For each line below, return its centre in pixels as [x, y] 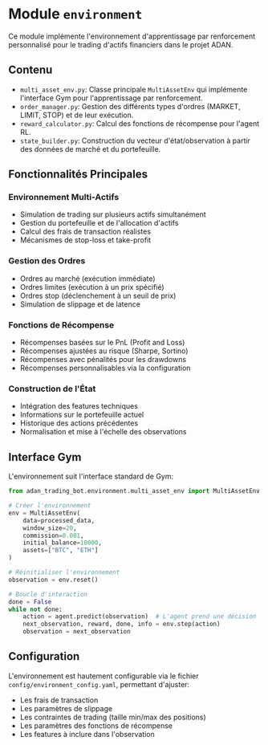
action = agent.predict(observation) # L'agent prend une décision [140, 617]
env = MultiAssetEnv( [45, 513]
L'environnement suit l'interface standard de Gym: [91, 476]
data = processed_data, [59, 520]
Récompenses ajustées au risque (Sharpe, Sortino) [104, 351]
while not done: [35, 609]
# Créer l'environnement [50, 506]
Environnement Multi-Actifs [64, 197]
